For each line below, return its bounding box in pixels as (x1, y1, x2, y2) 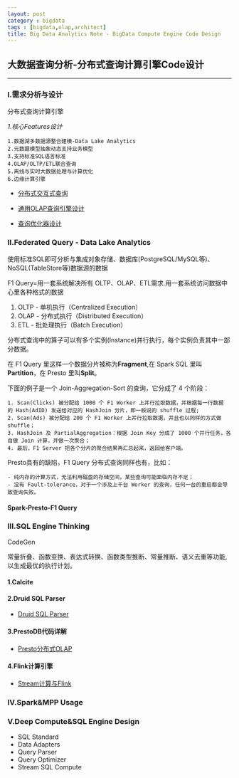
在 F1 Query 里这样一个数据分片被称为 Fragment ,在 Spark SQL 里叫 (7, 359, 203, 368)
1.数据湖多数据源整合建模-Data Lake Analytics (7, 138, 137, 145)
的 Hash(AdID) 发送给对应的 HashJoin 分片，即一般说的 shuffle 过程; (7, 406, 200, 414)
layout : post (7, 10, 46, 18)
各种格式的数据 (19, 288, 64, 296)
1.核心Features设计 (7, 122, 63, 131)
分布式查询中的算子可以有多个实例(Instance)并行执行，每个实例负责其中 (7, 335, 218, 344)
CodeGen (7, 537, 36, 546)
